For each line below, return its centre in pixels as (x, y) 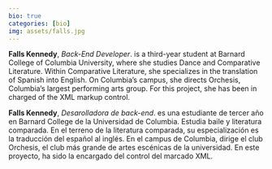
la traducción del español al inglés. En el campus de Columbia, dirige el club (136, 139)
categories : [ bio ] (39, 24)
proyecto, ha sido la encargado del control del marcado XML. (111, 156)
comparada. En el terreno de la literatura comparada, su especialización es (134, 130)
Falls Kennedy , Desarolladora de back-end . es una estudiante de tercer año (136, 113)
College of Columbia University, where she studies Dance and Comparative (134, 63)
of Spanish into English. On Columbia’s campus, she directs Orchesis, (125, 80)
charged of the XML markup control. (69, 97)
